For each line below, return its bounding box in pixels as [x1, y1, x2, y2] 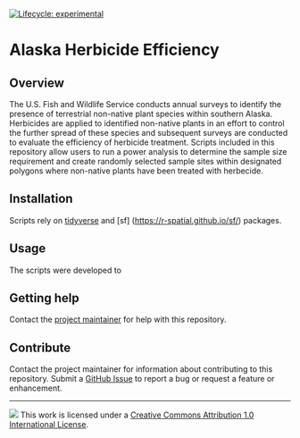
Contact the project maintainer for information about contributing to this [9, 364, 273, 375]
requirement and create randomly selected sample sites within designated [9, 156, 282, 166]
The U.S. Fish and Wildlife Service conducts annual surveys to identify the [9, 99, 282, 109]
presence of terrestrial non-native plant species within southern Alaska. [9, 108, 273, 119]
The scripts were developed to [9, 265, 122, 275]
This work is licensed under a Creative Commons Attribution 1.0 [20, 409, 254, 420]
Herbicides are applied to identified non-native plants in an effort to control [9, 118, 285, 129]
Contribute [9, 340, 71, 355]
